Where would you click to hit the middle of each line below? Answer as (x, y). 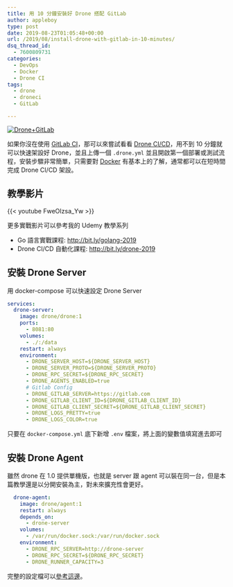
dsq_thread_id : (29, 46)
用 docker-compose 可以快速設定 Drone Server (75, 290)
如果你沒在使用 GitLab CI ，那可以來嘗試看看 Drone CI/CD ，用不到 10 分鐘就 (115, 143)
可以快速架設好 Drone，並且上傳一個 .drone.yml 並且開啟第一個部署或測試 (113, 152)
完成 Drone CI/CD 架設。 (42, 170)
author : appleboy (32, 20)
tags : (15, 85)
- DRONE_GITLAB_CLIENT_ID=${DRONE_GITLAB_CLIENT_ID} (103, 400)
